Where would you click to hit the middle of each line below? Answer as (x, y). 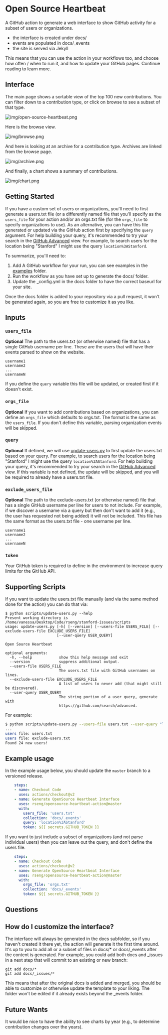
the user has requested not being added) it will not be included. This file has (83, 516)
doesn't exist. (19, 389)
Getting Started (30, 197)
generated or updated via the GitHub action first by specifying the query (79, 230)
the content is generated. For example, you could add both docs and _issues (84, 955)
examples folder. (29, 271)
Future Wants (27, 1009)
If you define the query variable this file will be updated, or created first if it (82, 384)
